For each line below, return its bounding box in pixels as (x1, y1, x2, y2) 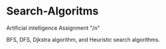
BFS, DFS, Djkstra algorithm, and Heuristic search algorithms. (6, 36, 160, 43)
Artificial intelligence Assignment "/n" (6, 24, 100, 31)
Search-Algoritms (6, 4, 99, 18)
